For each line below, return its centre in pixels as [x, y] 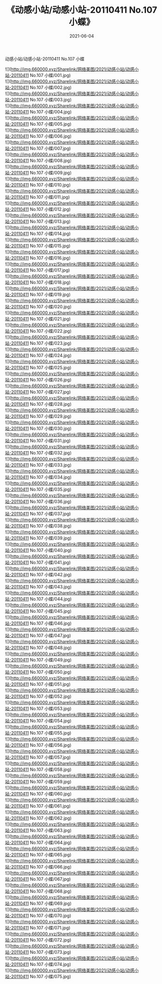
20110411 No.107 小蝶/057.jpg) [41, 757]
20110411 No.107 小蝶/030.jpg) [41, 428]
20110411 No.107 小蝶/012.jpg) [41, 209]
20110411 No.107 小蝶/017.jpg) [40, 270]
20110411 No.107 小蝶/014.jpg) [41, 233]
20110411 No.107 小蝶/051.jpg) [41, 684]
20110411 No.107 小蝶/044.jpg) [41, 599]
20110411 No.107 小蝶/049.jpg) [41, 660]
